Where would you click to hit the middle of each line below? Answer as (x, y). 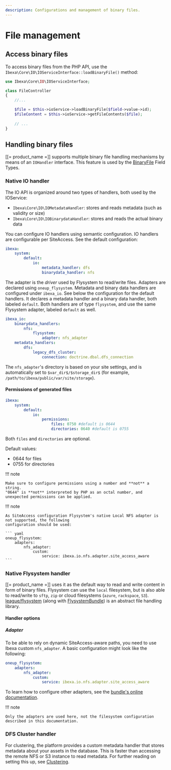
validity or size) (29, 213)
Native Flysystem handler (38, 573)
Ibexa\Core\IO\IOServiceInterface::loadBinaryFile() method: (72, 72)
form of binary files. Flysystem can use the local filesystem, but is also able (85, 590)
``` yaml (15, 534)
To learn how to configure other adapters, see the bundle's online (74, 692)
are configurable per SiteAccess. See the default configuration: (72, 239)
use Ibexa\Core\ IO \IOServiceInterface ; (48, 82)
